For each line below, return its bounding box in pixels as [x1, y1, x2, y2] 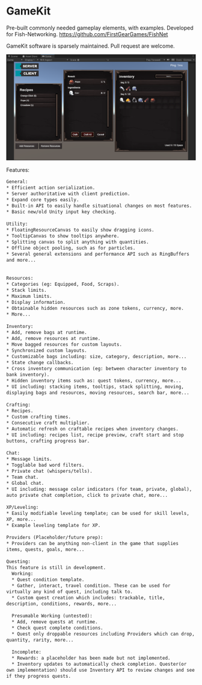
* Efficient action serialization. [6, 185, 96, 191]
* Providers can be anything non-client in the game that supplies [6, 541, 179, 547]
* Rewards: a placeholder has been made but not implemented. [11, 655, 171, 661]
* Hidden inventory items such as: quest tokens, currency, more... [6, 378, 182, 384]
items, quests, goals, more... [6, 547, 85, 553]
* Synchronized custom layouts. [6, 348, 87, 354]
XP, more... [6, 517, 36, 523]
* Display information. [6, 300, 66, 306]
